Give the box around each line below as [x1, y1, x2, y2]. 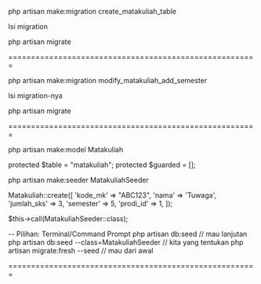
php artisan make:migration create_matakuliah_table [8, 7, 176, 16]
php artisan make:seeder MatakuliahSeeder [8, 176, 149, 184]
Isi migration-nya [8, 91, 63, 100]
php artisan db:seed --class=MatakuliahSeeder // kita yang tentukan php [8, 238, 244, 246]
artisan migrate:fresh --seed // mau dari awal [8, 246, 154, 255]
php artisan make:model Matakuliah [8, 145, 124, 154]
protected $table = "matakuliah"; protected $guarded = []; [8, 160, 196, 169]
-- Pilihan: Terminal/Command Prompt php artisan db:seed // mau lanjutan [8, 229, 248, 238]
